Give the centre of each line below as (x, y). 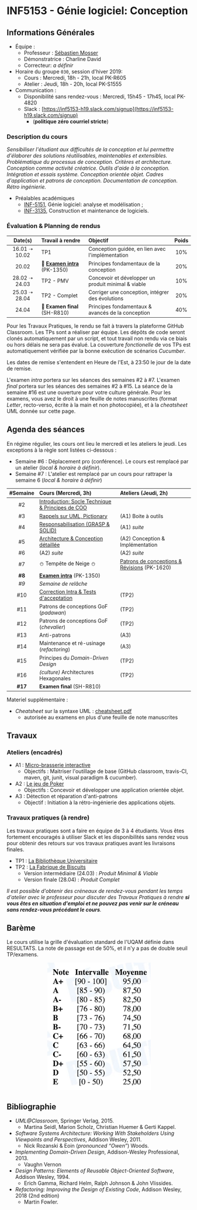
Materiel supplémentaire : (37, 700)
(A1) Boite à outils (142, 516)
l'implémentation (108, 255)
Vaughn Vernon (43, 1165)
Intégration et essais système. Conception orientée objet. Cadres (85, 174)
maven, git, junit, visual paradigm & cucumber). (81, 778)
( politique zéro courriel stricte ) (70, 121)
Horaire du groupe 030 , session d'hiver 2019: (69, 71)
